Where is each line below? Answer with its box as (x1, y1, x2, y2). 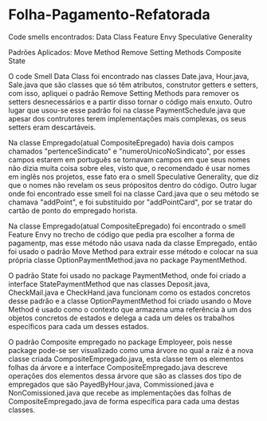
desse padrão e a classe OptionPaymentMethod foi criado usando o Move (8, 296, 253, 305)
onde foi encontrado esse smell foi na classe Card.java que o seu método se (8, 189, 259, 198)
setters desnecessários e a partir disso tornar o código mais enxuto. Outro (8, 97, 253, 106)
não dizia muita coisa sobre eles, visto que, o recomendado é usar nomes (8, 163, 250, 173)
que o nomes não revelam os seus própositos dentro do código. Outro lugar (8, 180, 257, 189)
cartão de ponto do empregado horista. (8, 205, 138, 215)
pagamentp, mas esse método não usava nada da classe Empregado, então (8, 238, 257, 248)
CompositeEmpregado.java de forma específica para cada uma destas (8, 396, 240, 406)
